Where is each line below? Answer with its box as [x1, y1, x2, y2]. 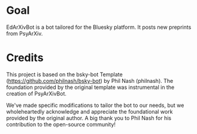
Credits [6, 51, 44, 65]
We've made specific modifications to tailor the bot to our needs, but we [6, 102, 184, 109]
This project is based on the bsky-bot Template [6, 70, 123, 78]
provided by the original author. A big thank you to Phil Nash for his [6, 114, 172, 121]
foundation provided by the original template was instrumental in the [6, 84, 175, 91]
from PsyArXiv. [6, 29, 43, 37]
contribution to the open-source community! [6, 121, 116, 128]
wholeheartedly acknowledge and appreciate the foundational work [6, 108, 173, 115]
